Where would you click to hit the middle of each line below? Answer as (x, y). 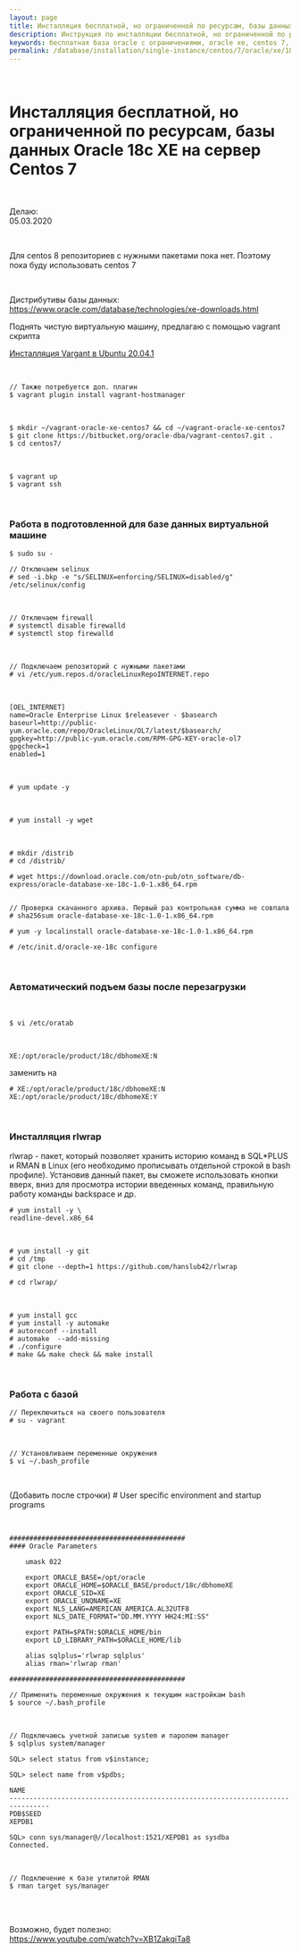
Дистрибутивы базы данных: (65, 300)
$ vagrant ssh (36, 485)
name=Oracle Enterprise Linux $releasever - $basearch (113, 715)
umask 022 (44, 1562)
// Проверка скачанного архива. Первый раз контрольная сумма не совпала (150, 909)
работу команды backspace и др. (73, 1194)
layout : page (33, 17)
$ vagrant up (33, 477)
